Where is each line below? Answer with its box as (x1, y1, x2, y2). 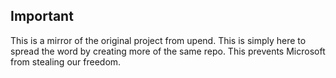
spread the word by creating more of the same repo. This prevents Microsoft (10, 45, 326, 57)
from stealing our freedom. (10, 55, 122, 68)
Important (10, 8, 74, 25)
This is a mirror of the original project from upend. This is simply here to (10, 34, 307, 46)
